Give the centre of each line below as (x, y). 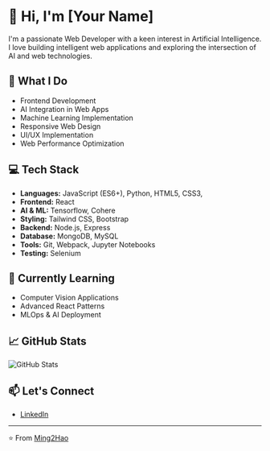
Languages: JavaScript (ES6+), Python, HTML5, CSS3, (111, 193)
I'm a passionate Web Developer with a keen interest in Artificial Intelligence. (135, 39)
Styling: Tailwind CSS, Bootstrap (74, 219)
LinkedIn (34, 414)
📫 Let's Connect (51, 391)
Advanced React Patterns (62, 306)
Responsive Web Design (60, 126)
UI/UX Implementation (57, 134)
